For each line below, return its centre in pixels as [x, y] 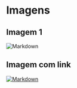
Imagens [28, 10]
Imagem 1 [24, 32]
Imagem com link [39, 65]
